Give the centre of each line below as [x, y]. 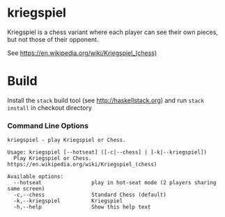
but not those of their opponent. [53, 39]
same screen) [26, 189]
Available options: [36, 177]
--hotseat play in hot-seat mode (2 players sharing [115, 183]
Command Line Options [48, 125]
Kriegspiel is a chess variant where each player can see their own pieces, [113, 32]
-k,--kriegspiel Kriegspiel [68, 201]
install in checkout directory [50, 107]
